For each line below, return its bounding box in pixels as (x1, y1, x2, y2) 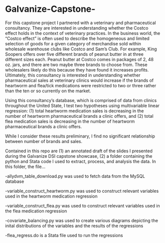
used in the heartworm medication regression (5, 193, 98, 199)
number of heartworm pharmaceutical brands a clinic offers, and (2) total (5, 113, 154, 119)
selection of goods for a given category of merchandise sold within (5, 40, 141, 46)
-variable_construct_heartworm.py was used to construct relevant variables (5, 188, 159, 194)
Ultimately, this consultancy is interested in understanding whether (5, 72, 141, 78)
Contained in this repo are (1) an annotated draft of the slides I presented (5, 148, 153, 154)
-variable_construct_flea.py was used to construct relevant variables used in (5, 203, 160, 208)
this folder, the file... (5, 164, 46, 170)
